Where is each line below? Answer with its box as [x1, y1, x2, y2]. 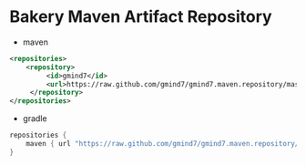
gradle [22, 113, 47, 124]
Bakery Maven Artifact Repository [9, 6, 272, 27]
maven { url [25, 139, 71, 149]
